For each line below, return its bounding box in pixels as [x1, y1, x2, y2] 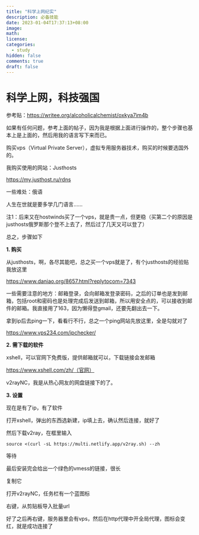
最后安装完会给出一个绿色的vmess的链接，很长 [6, 465, 121, 472]
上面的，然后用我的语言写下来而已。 [21, 131, 110, 139]
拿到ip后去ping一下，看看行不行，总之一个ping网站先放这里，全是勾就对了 [6, 317, 188, 324]
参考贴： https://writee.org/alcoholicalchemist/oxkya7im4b [6, 112, 149, 119]
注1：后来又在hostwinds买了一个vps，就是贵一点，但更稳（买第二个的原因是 [6, 214, 193, 221]
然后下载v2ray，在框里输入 [6, 430, 72, 437]
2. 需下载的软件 [6, 341, 44, 349]
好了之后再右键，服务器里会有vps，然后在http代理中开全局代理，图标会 [6, 515, 181, 523]
